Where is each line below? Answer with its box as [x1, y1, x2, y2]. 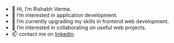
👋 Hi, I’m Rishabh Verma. [11, 6, 71, 12]
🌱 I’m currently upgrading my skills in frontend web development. [11, 18, 169, 24]
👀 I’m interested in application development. [11, 12, 118, 19]
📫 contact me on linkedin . [11, 31, 76, 37]
